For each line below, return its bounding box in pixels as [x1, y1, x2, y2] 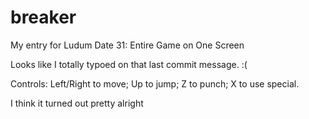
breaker [10, 6, 77, 29]
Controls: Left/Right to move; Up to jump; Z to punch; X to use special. [10, 77, 300, 90]
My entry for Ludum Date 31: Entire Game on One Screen [10, 39, 245, 51]
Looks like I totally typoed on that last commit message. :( [10, 58, 248, 70]
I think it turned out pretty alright [10, 97, 144, 109]
